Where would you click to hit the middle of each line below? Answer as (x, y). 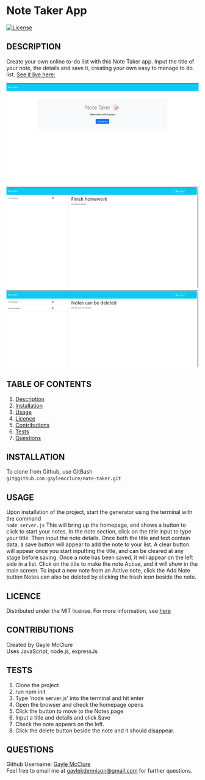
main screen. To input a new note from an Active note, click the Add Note (98, 571)
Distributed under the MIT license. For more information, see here (89, 611)
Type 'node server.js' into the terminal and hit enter (79, 698)
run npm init (30, 692)
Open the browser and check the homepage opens (79, 704)
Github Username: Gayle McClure (49, 764)
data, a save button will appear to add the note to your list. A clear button (98, 544)
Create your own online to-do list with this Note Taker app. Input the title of (100, 61)
